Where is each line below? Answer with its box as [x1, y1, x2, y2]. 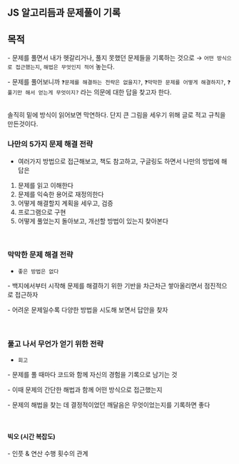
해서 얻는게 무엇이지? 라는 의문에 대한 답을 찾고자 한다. [24, 88, 172, 96]
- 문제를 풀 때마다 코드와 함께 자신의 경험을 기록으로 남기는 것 [7, 370, 178, 379]
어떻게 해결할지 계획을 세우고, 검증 [17, 198, 113, 207]
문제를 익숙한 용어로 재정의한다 [17, 190, 104, 198]
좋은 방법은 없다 [17, 268, 59, 275]
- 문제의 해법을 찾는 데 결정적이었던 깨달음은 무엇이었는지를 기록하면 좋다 [7, 400, 210, 409]
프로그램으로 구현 [17, 208, 66, 216]
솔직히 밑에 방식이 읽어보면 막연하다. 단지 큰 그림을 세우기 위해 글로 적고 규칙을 [7, 111, 226, 119]
